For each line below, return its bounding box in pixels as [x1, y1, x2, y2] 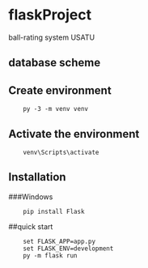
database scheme [8, 56, 101, 70]
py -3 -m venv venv [23, 105, 89, 113]
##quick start [8, 221, 53, 232]
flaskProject [8, 6, 91, 24]
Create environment [8, 83, 112, 97]
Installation [8, 170, 66, 184]
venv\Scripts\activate [23, 148, 99, 156]
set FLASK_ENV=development [23, 245, 114, 253]
